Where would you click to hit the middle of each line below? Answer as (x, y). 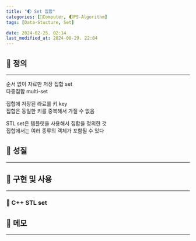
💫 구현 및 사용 (29, 179)
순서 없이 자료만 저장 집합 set (39, 84)
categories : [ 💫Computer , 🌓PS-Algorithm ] (57, 17)
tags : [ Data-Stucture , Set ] (40, 22)
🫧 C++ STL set (27, 203)
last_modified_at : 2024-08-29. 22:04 (52, 39)
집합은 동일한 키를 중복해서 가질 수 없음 (50, 111)
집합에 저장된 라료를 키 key (37, 103)
